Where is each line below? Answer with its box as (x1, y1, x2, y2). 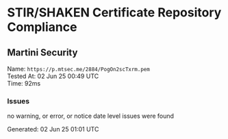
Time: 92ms (7, 79, 41, 87)
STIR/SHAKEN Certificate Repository (7, 5, 222, 21)
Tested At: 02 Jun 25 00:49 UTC (7, 72, 99, 80)
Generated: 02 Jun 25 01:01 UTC (7, 125, 99, 134)
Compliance (7, 19, 77, 35)
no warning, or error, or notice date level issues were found (7, 112, 175, 121)
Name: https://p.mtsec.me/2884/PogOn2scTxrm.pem (7, 65, 151, 73)
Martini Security (7, 47, 78, 58)
